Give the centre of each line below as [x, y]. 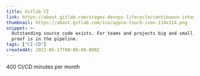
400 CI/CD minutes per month [43, 67]
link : [13, 17]
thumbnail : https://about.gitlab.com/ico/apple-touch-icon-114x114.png [97, 22]
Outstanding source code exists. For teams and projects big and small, [104, 34]
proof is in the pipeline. [45, 39]
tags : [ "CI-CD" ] [26, 45]
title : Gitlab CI [28, 11]
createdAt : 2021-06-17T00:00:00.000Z [53, 50]
